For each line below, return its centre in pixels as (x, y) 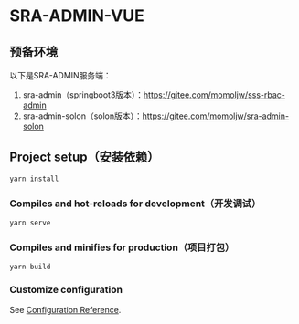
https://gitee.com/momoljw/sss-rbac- (214, 95)
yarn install (34, 179)
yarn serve (30, 223)
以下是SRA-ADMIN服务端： (60, 75)
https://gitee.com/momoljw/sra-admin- (216, 116)
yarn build (30, 267)
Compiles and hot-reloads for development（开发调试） (135, 204)
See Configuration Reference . (65, 309)
